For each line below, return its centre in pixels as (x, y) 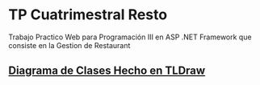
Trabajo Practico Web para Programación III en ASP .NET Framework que (130, 37)
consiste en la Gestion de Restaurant (69, 45)
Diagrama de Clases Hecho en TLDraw (107, 71)
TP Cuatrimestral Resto (88, 15)
